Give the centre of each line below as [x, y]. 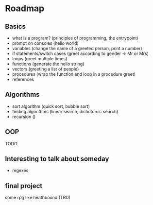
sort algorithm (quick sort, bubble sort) [51, 106]
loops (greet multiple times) [40, 59]
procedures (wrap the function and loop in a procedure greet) [74, 74]
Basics [15, 26]
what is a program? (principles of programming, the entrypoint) [75, 38]
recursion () [24, 117]
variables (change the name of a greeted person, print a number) [77, 48]
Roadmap [25, 9]
